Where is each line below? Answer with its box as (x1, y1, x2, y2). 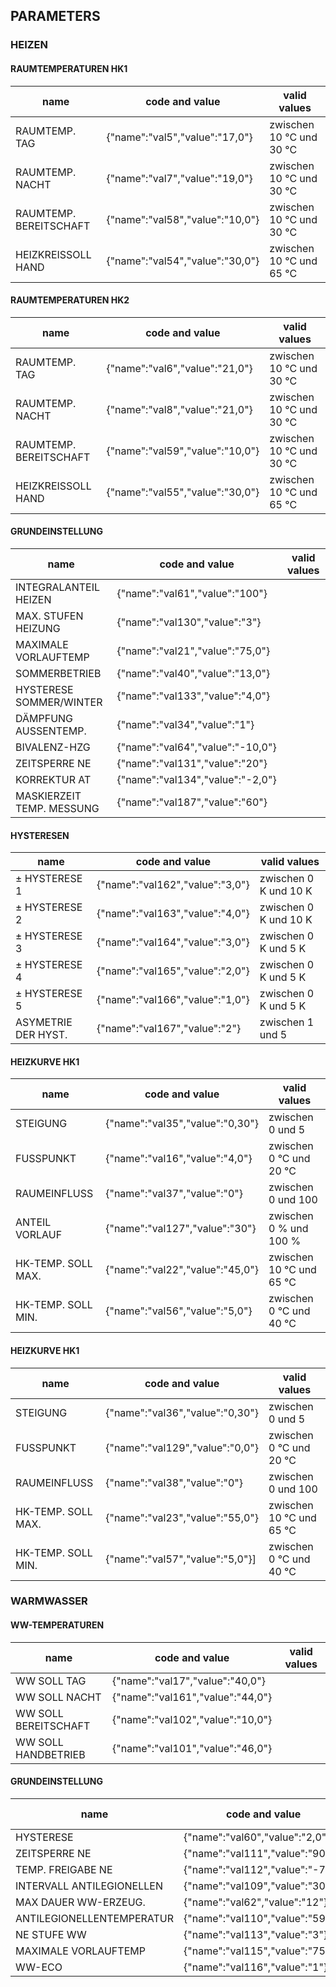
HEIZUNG (15, 621, 61, 635)
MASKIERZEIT (15, 789, 82, 803)
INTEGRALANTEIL (15, 580, 100, 594)
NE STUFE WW (15, 1927, 87, 1941)
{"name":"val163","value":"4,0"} (96, 907, 250, 921)
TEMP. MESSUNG (15, 801, 100, 815)
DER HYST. (15, 1028, 68, 1042)
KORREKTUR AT (15, 772, 92, 786)
